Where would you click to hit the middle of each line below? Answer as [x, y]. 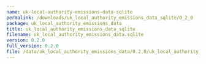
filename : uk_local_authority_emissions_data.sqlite [75, 35]
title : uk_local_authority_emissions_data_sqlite [71, 29]
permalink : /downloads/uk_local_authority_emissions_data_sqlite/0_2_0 [100, 18]
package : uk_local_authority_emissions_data [64, 23]
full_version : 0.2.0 [33, 46]
